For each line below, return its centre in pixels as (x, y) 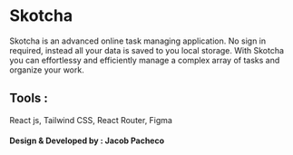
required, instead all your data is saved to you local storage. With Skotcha (146, 50)
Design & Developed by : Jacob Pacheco (87, 140)
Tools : (29, 98)
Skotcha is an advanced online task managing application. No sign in (138, 41)
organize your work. (47, 70)
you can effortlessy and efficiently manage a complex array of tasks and (145, 60)
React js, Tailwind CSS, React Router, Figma (91, 120)
